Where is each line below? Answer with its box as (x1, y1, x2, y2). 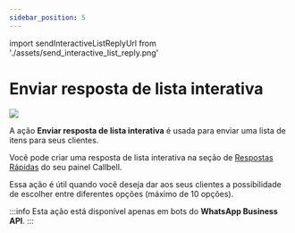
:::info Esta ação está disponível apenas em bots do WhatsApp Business (9, 205, 279, 216)
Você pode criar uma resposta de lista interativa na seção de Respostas (9, 151, 274, 162)
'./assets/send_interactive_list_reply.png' (9, 47, 159, 58)
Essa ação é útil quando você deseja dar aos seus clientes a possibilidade (9, 178, 282, 189)
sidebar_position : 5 (9, 13, 87, 22)
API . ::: (9, 215, 34, 226)
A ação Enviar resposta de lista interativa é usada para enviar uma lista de (9, 125, 286, 135)
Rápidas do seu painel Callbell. (9, 161, 122, 172)
